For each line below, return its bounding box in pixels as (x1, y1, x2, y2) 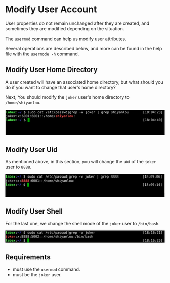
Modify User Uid (5, 145, 58, 154)
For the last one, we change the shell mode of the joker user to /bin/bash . (5, 220, 160, 226)
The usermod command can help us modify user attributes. (5, 36, 126, 42)
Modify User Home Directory (5, 65, 98, 74)
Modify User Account (5, 4, 97, 15)
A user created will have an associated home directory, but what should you (5, 79, 163, 85)
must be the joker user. (12, 271, 62, 277)
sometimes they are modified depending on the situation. (5, 25, 124, 31)
